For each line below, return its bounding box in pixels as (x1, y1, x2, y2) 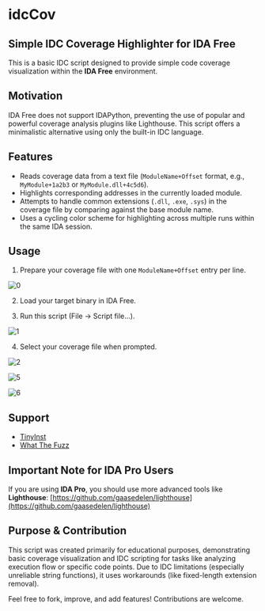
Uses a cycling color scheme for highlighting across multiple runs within (19, 213, 255, 222)
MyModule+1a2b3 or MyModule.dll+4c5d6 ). (19, 180, 149, 189)
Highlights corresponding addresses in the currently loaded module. (19, 188, 243, 197)
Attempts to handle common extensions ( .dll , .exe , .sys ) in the (19, 196, 227, 206)
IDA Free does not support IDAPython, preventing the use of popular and (8, 110, 245, 120)
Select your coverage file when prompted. (19, 342, 157, 351)
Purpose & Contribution (8, 524, 127, 537)
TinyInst (19, 432, 47, 442)
